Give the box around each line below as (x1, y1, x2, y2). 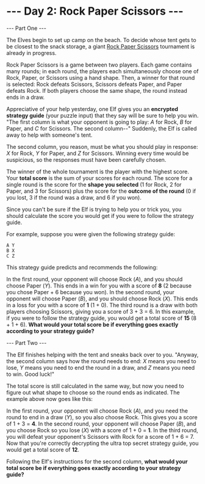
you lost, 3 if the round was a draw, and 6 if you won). (6, 193, 142, 201)
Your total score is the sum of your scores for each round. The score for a (6, 174, 193, 181)
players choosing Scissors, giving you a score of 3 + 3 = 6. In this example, (6, 308, 195, 315)
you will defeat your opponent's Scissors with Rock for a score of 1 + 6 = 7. (6, 433, 195, 440)
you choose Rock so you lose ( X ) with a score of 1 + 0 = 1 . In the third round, (6, 426, 198, 434)
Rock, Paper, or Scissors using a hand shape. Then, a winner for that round (6, 74, 195, 81)
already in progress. (6, 49, 57, 56)
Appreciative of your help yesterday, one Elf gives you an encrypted (6, 105, 179, 112)
